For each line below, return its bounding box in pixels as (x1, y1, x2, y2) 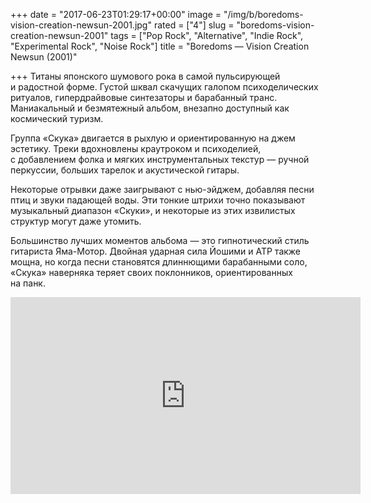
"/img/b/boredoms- (223, 9, 304, 20)
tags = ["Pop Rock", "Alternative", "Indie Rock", (110, 30, 304, 41)
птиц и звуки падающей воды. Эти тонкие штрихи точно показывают (10, 194, 306, 206)
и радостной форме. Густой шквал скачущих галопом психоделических (10, 81, 319, 93)
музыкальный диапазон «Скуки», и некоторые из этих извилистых (10, 205, 296, 216)
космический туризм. (10, 113, 104, 124)
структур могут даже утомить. (10, 215, 142, 227)
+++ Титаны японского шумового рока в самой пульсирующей (10, 70, 281, 82)
